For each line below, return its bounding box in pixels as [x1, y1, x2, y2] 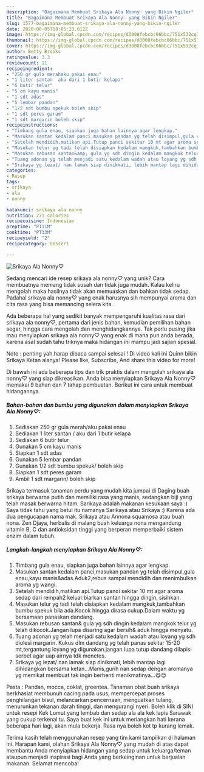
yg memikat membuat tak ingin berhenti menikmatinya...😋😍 [15, 671, 167, 679]
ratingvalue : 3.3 [6, 54, 50, 60]
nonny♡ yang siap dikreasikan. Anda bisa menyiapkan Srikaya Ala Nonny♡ [6, 374, 196, 382]
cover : [6, 43, 23, 49]
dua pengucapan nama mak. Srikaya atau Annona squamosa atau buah [6, 513, 185, 520]
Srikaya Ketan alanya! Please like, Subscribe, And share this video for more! [6, 356, 195, 363]
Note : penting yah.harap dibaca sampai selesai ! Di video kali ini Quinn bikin [6, 349, 197, 357]
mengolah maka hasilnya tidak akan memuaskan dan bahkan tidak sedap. [6, 287, 191, 295]
